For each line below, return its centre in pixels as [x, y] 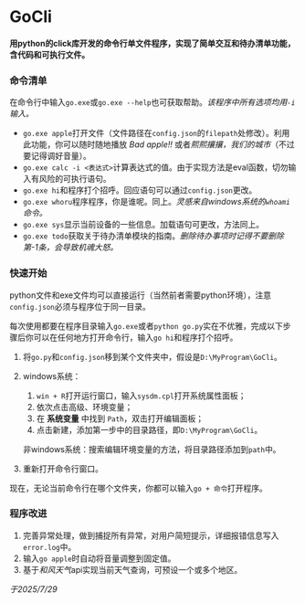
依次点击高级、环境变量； [84, 407]
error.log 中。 [49, 546]
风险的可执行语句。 [75, 179]
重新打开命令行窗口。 [63, 469]
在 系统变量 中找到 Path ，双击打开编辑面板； [120, 418]
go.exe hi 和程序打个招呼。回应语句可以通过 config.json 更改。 [140, 190]
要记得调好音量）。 [57, 156]
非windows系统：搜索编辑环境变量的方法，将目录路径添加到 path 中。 [152, 449]
